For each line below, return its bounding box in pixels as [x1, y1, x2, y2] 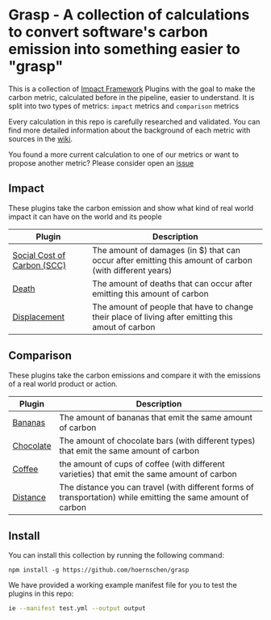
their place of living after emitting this [92, 311, 234, 323]
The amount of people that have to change [92, 301, 254, 312]
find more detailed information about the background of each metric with [8, 125, 251, 135]
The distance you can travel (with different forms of [59, 481, 254, 492]
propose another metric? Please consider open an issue [8, 158, 194, 167]
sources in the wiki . [8, 133, 73, 143]
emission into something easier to [8, 40, 240, 58]
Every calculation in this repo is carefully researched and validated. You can [8, 116, 261, 126]
